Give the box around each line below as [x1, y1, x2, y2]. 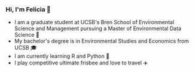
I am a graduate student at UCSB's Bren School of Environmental [14, 19, 175, 26]
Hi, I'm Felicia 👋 [5, 5, 51, 14]
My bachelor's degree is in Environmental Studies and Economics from [14, 38, 190, 45]
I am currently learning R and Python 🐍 [14, 53, 110, 60]
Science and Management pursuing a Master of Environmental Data [14, 25, 182, 32]
